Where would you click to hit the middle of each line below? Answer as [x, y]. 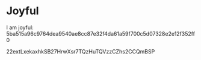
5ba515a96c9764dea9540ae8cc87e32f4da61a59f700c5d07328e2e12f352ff [101, 33]
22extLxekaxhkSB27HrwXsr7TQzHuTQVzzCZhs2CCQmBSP [81, 51]
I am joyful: [20, 27]
